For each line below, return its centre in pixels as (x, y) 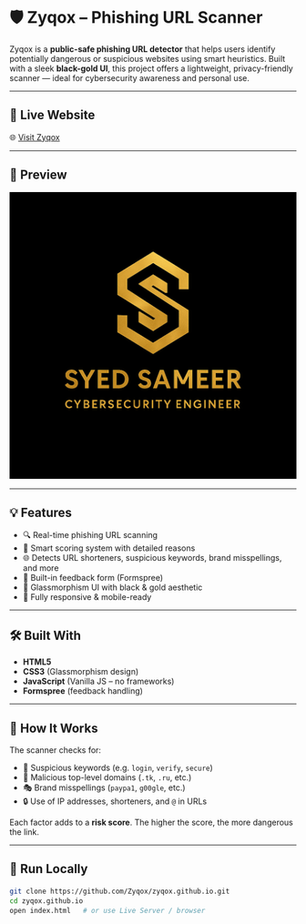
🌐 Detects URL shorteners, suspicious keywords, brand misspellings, (152, 558)
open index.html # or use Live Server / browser (107, 910)
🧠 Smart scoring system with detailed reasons (109, 548)
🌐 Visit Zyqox (35, 137)
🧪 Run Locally (49, 869)
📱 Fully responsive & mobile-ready (87, 597)
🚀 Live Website (52, 115)
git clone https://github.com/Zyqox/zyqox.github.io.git (120, 891)
